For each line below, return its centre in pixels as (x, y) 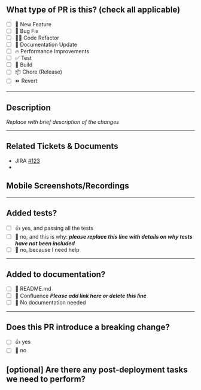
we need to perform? (46, 379)
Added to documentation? (56, 275)
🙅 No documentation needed (50, 302)
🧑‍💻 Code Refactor (37, 38)
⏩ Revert (26, 81)
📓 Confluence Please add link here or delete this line (80, 295)
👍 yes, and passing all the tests (54, 228)
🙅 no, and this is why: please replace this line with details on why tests (103, 236)
